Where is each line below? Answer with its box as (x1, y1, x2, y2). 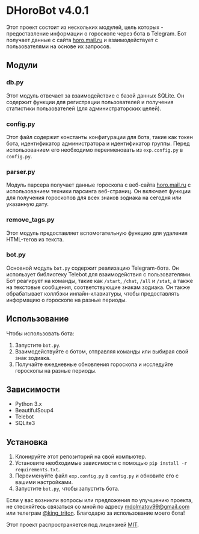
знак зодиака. (14, 354, 51, 361)
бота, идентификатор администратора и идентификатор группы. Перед (6, 140, 191, 147)
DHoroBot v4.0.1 (6, 4, 89, 17)
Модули (6, 60, 38, 70)
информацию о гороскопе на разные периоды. (6, 296, 127, 303)
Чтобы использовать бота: (6, 329, 75, 337)
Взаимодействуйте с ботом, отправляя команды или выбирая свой (14, 347, 189, 355)
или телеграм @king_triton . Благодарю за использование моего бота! (6, 509, 185, 517)
